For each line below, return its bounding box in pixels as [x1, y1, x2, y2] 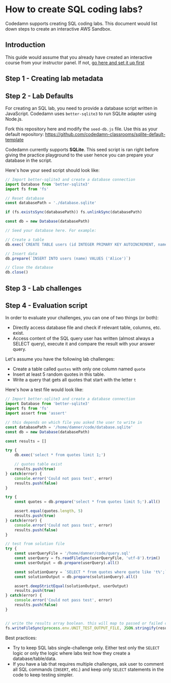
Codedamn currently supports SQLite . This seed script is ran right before [5, 146, 159, 152]
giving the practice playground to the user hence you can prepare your [5, 152, 154, 158]
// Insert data [5, 251, 38, 256]
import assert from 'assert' [5, 411, 67, 416]
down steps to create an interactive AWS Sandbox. [5, 25, 112, 32]
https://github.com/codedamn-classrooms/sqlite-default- [45, 131, 166, 137]
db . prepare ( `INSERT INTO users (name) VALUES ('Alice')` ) [5, 256, 131, 261]
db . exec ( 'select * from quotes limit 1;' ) [14, 452, 106, 458]
